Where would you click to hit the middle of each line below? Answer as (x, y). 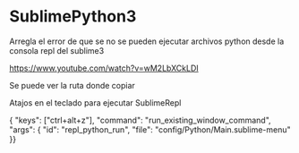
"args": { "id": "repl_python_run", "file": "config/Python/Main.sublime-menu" (150, 129)
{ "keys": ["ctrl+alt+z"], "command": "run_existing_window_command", (140, 120)
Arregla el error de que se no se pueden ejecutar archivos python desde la (147, 41)
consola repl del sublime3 (57, 50)
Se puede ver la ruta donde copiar (73, 85)
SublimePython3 (73, 17)
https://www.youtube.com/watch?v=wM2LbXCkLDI (104, 68)
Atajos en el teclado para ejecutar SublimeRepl (95, 102)
